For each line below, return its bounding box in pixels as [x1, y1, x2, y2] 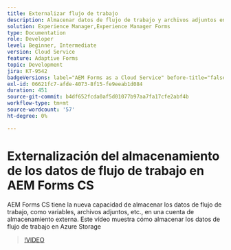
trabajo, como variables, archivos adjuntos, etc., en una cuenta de [7, 207, 195, 216]
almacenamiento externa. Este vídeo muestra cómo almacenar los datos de [7, 215, 221, 223]
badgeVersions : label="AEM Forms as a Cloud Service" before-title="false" [7, 74, 229, 81]
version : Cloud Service [7, 49, 76, 56]
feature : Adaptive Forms [7, 55, 78, 62]
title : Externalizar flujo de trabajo [7, 10, 118, 17]
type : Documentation [7, 29, 67, 37]
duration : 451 [7, 87, 48, 94]
